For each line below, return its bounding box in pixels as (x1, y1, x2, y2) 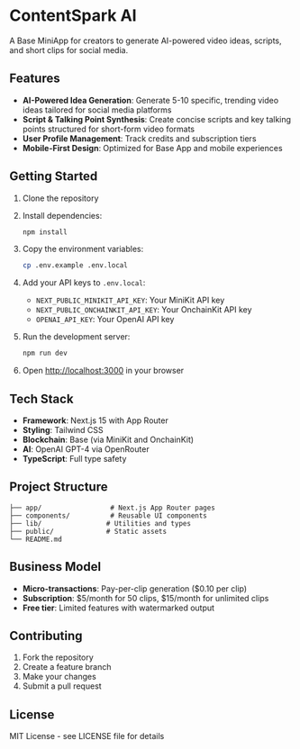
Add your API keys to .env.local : (22, 277, 146, 288)
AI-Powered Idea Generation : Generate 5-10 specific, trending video (22, 95, 279, 105)
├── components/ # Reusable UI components (9, 510, 207, 520)
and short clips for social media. (9, 44, 129, 55)
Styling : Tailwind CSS (22, 425, 104, 435)
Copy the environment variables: (22, 244, 144, 255)
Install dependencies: (22, 210, 103, 221)
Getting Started (9, 168, 98, 185)
